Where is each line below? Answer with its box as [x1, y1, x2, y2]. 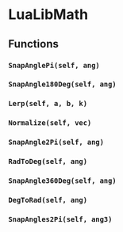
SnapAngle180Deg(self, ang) [8, 80, 117, 89]
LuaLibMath [8, 6, 89, 24]
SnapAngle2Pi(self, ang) [8, 138, 105, 147]
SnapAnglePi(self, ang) [8, 61, 101, 70]
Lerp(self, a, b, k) [8, 99, 88, 108]
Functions [8, 37, 60, 51]
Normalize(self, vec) [8, 119, 92, 127]
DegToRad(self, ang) [8, 196, 88, 204]
